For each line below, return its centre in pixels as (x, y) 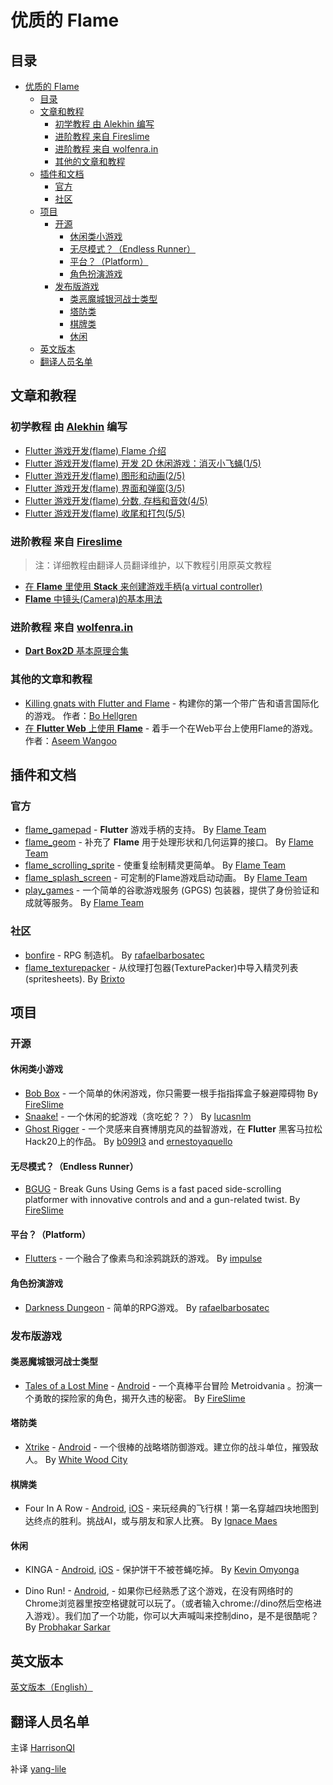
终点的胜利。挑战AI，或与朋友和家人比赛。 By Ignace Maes (155, 1521)
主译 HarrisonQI (43, 1748)
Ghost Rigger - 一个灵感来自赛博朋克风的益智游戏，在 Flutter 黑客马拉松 (173, 1129)
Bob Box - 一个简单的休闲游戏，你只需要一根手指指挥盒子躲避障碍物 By (171, 1093)
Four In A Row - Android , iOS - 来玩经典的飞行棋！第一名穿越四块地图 (167, 1508)
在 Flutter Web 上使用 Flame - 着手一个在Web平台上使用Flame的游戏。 (171, 728)
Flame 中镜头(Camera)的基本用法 (93, 598)
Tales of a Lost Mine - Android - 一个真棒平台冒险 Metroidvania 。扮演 (169, 1385)
